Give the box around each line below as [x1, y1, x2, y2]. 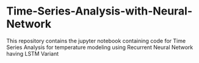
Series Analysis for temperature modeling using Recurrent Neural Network [6, 44, 194, 51]
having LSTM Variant [6, 50, 59, 57]
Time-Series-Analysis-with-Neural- [6, 4, 193, 18]
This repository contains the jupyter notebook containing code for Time [6, 37, 186, 44]
